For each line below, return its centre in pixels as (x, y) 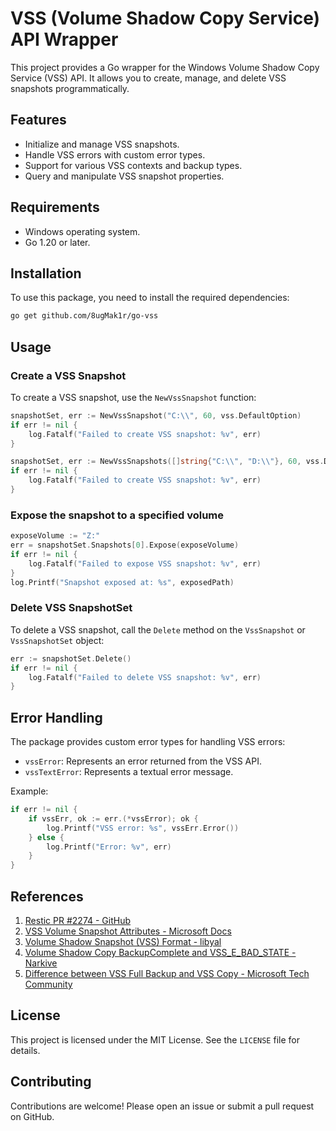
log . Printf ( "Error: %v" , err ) (109, 847)
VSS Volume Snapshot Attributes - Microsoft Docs (128, 931)
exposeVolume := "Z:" (55, 536)
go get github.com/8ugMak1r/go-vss (84, 316)
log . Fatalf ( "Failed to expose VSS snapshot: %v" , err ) (145, 563)
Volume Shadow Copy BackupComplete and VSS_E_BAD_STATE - (160, 953)
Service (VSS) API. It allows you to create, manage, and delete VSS (148, 78)
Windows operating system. (82, 231)
